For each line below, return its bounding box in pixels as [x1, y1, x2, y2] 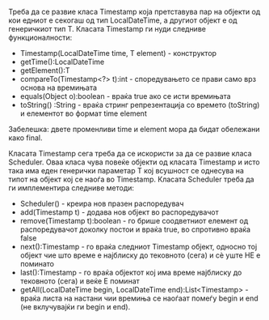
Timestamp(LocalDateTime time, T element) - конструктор [19, 49, 216, 58]
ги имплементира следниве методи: [8, 183, 135, 193]
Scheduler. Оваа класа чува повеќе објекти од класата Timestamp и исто [8, 157, 260, 167]
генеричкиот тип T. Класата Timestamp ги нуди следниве [8, 24, 206, 33]
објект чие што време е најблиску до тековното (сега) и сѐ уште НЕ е [19, 250, 261, 260]
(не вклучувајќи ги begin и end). [19, 302, 131, 311]
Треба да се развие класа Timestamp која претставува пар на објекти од [8, 7, 261, 16]
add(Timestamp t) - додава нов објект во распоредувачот [19, 207, 220, 217]
